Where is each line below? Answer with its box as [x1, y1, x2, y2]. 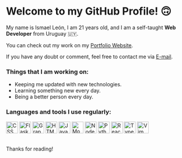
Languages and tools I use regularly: [6, 108, 112, 116]
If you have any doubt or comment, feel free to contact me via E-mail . [6, 53, 173, 60]
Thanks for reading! [6, 145, 54, 152]
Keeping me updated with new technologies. [14, 81, 122, 88]
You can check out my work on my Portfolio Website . [6, 41, 134, 48]
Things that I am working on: [6, 68, 89, 76]
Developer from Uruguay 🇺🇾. [6, 30, 79, 37]
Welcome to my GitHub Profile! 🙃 [6, 5, 171, 18]
